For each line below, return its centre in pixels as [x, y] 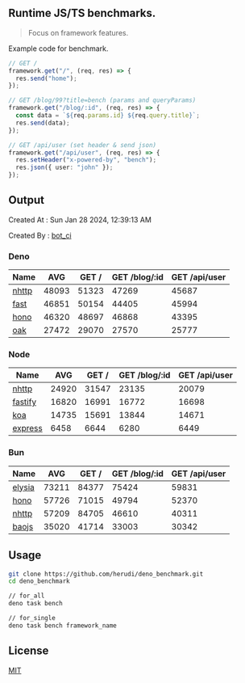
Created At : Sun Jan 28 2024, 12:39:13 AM [80, 219]
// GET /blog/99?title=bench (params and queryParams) [102, 100]
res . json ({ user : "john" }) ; [64, 168]
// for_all [27, 596]
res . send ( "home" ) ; [47, 78]
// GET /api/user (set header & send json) [83, 145]
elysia [23, 487]
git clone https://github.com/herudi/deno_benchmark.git [106, 574]
